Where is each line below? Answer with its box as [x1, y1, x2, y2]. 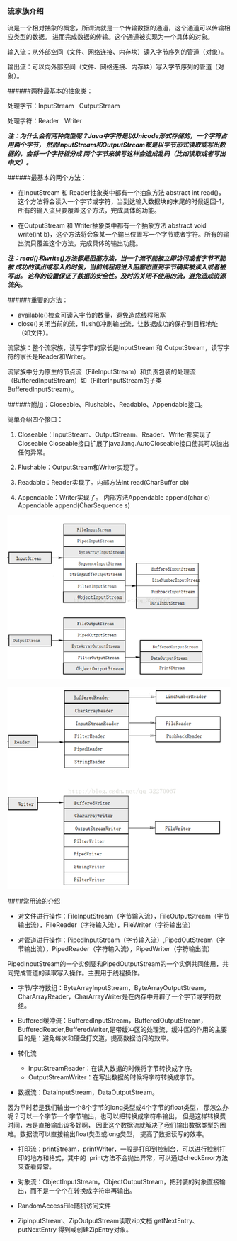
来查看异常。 [17, 1162, 55, 1171]
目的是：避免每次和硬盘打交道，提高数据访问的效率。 [17, 1033, 173, 1043]
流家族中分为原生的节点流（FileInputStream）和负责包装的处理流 [7, 367, 196, 376]
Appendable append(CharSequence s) [17, 501, 131, 510]
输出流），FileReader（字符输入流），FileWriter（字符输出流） [17, 920, 195, 929]
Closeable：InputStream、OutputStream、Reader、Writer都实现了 [17, 430, 212, 439]
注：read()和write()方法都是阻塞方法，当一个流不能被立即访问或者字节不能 [7, 254, 226, 263]
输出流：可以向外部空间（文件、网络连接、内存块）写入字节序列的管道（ [7, 62, 218, 72]
